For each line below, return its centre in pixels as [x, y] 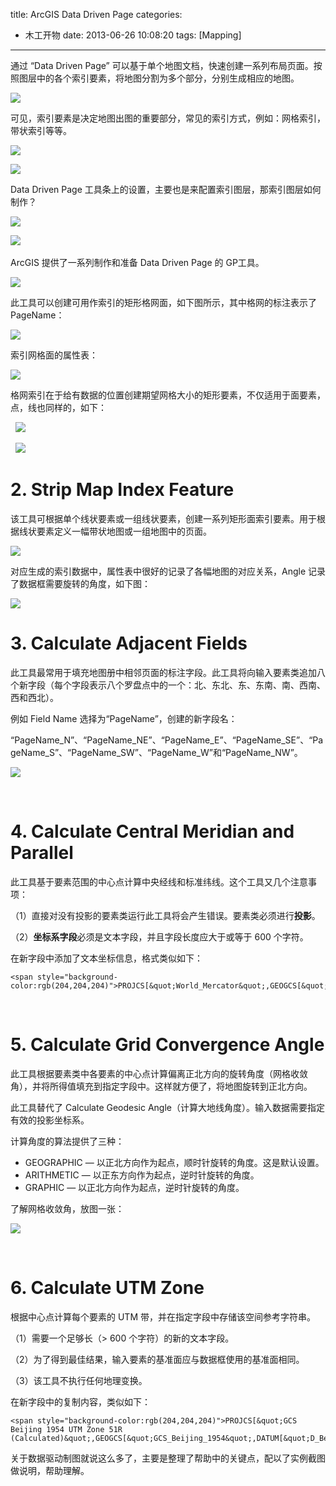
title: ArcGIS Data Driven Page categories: [96, 14]
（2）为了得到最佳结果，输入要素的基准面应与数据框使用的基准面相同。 [157, 1359]
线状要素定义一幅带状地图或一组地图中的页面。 [115, 531]
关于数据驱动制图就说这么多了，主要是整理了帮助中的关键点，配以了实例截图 [168, 1458]
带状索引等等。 [41, 130]
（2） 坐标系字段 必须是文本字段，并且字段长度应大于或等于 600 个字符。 [159, 936]
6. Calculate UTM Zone [107, 1287]
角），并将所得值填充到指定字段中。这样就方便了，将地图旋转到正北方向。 [161, 1086]
